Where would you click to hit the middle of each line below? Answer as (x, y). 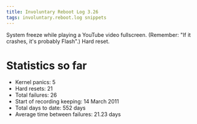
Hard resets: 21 (34, 89)
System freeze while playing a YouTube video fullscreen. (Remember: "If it (99, 34)
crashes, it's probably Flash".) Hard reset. (58, 41)
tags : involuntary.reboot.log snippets (57, 18)
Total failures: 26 (36, 95)
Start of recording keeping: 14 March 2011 (67, 102)
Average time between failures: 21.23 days (68, 114)
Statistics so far (47, 66)
